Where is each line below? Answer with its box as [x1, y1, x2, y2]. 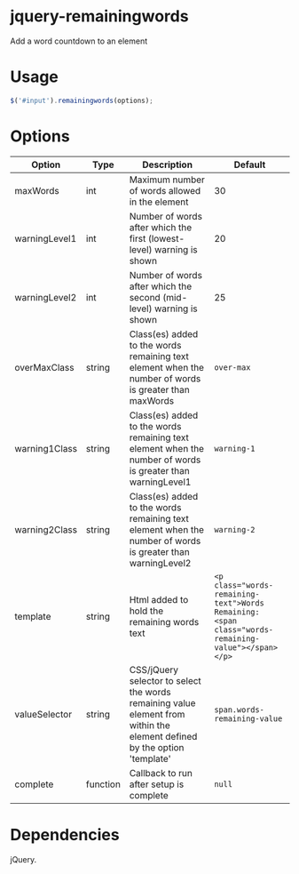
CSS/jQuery [129, 663, 179, 676]
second [129, 291, 161, 303]
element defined [129, 730, 198, 742]
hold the [129, 605, 163, 617]
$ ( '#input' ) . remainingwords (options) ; [10, 96, 153, 105]
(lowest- [147, 232, 185, 245]
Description [142, 158, 193, 171]
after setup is [129, 778, 185, 790]
